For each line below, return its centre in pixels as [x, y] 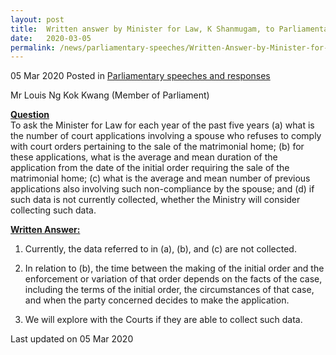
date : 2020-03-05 [51, 38]
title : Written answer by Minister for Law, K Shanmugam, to [142, 29]
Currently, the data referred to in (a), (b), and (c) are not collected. [160, 249]
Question [30, 115]
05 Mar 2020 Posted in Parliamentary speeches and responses [140, 76]
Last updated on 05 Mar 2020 [72, 339]
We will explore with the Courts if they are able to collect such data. [163, 320]
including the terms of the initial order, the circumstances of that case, [169, 290]
